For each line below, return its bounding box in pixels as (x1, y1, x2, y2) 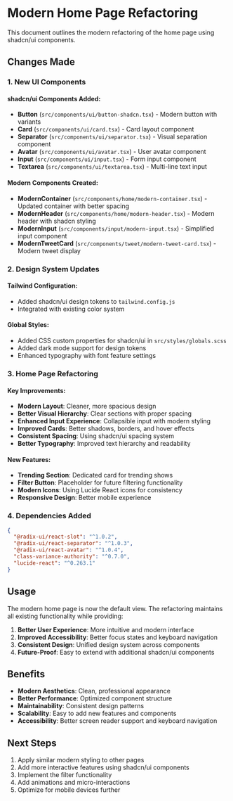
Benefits (7, 668, 46, 680)
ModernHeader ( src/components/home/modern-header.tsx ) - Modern (17, 209, 215, 217)
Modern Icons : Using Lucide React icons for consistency (17, 486, 182, 494)
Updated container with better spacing (17, 202, 130, 210)
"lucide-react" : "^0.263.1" (13, 559, 96, 567)
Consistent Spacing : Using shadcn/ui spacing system (17, 432, 174, 440)
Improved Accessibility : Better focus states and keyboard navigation (17, 633, 218, 641)
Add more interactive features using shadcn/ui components (17, 763, 189, 771)
